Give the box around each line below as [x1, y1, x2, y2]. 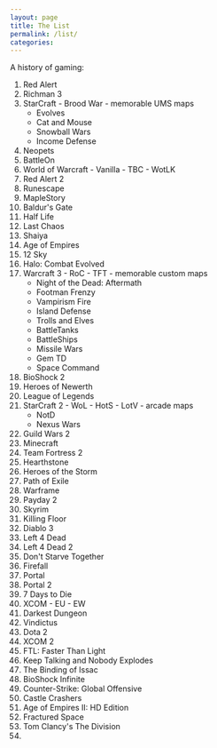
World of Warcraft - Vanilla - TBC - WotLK [22, 164, 176, 175]
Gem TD [35, 353, 67, 364]
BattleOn [22, 155, 56, 165]
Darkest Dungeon [22, 608, 88, 618]
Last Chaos [22, 221, 65, 232]
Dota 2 [22, 627, 48, 638]
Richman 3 [22, 89, 63, 99]
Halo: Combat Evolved [22, 259, 105, 269]
